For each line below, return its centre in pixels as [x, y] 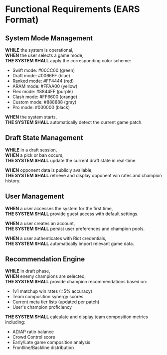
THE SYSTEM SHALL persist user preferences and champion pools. [75, 229]
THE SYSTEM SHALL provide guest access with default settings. [72, 214]
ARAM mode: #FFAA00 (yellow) [45, 86]
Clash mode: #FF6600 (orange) [45, 97]
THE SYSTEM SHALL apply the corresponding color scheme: [68, 60]
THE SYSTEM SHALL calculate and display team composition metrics [77, 317]
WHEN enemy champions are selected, [46, 276]
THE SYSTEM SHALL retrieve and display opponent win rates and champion [83, 175]
